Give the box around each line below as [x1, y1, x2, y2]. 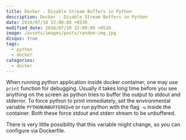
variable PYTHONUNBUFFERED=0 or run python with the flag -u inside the [6, 103, 171, 111]
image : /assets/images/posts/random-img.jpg [6, 30, 116, 36]
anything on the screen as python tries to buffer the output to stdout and [6, 91, 181, 98]
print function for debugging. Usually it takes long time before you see [6, 85, 177, 92]
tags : [6, 41, 19, 47]
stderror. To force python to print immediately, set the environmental [6, 97, 171, 104]
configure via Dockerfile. [6, 127, 66, 134]
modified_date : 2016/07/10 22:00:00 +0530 [6, 24, 111, 31]
